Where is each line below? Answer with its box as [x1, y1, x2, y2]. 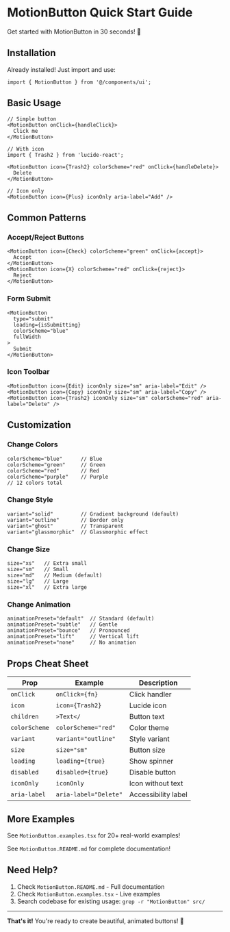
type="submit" [13, 315, 53, 323]
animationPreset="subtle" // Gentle [7, 621, 118, 628]
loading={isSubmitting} [13, 321, 81, 328]
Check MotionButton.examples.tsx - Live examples [16, 890, 161, 898]
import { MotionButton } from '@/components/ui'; [7, 79, 152, 86]
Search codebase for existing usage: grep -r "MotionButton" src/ [16, 897, 205, 905]
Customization [7, 419, 72, 431]
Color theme [129, 723, 169, 733]
